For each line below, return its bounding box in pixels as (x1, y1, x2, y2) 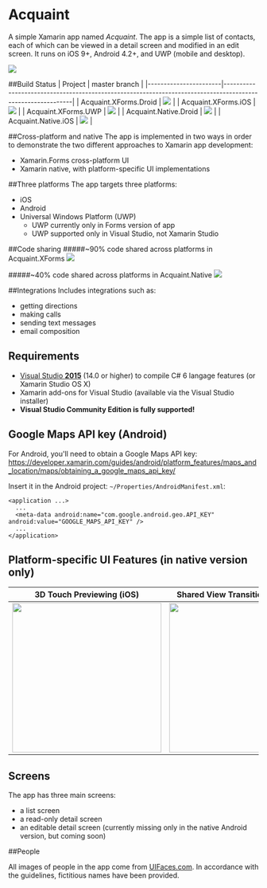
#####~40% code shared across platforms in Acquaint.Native (8, 269, 213, 280)
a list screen (19, 806, 60, 815)
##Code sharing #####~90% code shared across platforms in (8, 244, 213, 253)
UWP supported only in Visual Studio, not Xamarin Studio (31, 229, 219, 238)
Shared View (176, 589, 226, 600)
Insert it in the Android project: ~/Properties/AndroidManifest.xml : (8, 481, 226, 491)
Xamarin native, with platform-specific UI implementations (19, 163, 211, 173)
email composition (19, 326, 80, 336)
